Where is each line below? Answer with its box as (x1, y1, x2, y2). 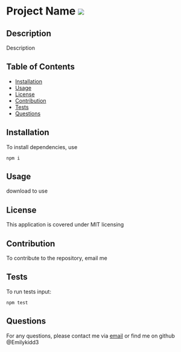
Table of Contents (6, 62, 75, 72)
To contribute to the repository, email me (6, 255, 107, 262)
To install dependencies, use (6, 143, 78, 150)
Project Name (6, 4, 76, 18)
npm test (6, 299, 28, 306)
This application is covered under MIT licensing (6, 221, 124, 228)
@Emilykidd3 (6, 338, 39, 345)
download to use (6, 187, 48, 194)
